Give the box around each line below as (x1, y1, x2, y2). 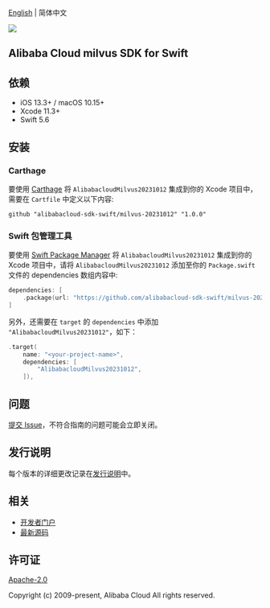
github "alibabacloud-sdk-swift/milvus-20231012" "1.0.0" (8, 210, 207, 218)
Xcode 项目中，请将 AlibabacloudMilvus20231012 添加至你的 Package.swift (8, 261, 256, 270)
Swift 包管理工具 (8, 230, 72, 241)
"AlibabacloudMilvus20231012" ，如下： (8, 327, 138, 336)
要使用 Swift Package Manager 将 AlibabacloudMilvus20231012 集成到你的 (8, 250, 252, 260)
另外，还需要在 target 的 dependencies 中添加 (8, 317, 159, 327)
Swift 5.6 (19, 115, 50, 125)
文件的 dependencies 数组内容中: (8, 270, 118, 280)
